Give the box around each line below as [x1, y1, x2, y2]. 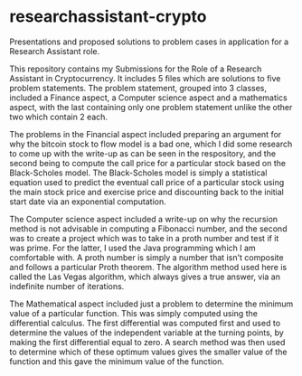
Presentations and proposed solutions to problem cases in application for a [9, 36, 289, 47]
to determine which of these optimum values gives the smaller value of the [9, 346, 288, 357]
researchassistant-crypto [9, 6, 207, 27]
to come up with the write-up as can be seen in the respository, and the [9, 147, 277, 159]
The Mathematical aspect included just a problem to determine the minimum [9, 298, 294, 309]
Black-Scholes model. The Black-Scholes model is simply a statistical [9, 167, 268, 178]
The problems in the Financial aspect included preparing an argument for [9, 128, 282, 139]
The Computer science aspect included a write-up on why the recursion [9, 213, 278, 224]
